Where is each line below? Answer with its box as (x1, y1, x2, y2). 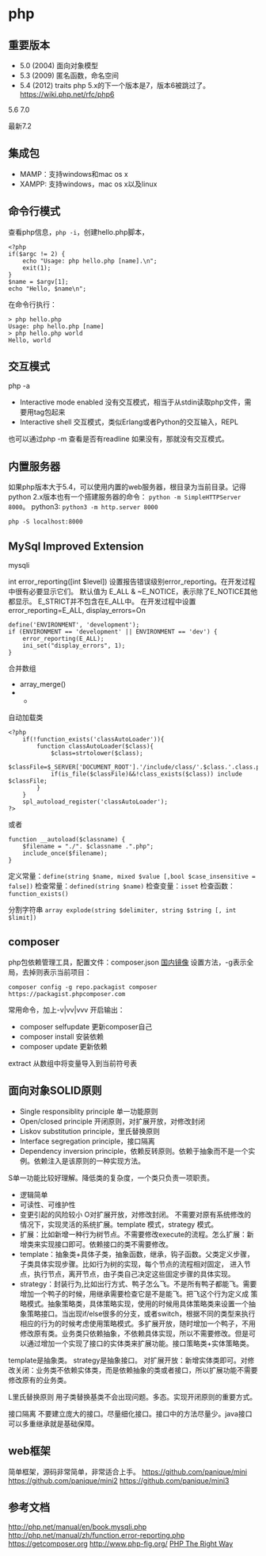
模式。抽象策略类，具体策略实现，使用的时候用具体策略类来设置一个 (26, 1298, 249, 1309)
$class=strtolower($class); (50, 749, 144, 757)
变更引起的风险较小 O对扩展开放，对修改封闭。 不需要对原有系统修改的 (19, 1209, 252, 1219)
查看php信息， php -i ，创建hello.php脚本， (8, 227, 149, 236)
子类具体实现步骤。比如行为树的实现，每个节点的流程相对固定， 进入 (19, 1259, 244, 1269)
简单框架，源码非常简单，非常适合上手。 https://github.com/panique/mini (8, 1466, 248, 1476)
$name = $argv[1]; (8, 278, 69, 286)
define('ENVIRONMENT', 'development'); (8, 621, 140, 629)
